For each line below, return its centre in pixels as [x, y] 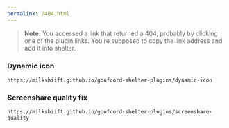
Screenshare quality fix [48, 98]
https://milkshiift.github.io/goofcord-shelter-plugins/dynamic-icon [110, 80]
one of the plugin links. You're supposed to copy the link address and [123, 40]
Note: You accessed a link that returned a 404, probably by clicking [121, 33]
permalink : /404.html [39, 13]
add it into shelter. [50, 48]
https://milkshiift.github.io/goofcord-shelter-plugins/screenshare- [110, 112]
